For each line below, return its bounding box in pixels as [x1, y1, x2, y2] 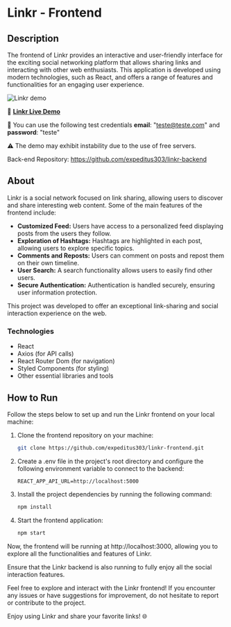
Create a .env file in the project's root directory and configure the [17, 457, 204, 465]
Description [7, 33, 59, 44]
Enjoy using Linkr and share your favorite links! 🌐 [7, 612, 148, 620]
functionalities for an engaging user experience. [7, 81, 144, 88]
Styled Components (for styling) [17, 365, 110, 373]
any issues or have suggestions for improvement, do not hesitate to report [7, 591, 219, 599]
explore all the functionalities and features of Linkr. [7, 549, 153, 558]
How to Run [7, 392, 58, 403]
